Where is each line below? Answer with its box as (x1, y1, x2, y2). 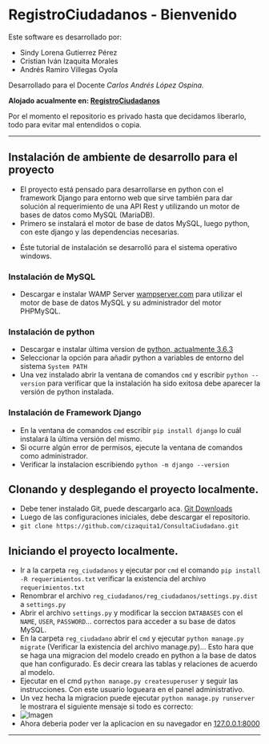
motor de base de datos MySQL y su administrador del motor (19, 298, 222, 308)
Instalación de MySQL (8, 271, 96, 282)
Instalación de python (8, 326, 95, 338)
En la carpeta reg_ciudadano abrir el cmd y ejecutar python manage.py (19, 633, 244, 643)
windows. (19, 251, 52, 261)
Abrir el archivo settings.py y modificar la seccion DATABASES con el (19, 608, 243, 618)
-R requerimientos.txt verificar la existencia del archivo (19, 574, 207, 584)
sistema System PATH (19, 362, 88, 371)
